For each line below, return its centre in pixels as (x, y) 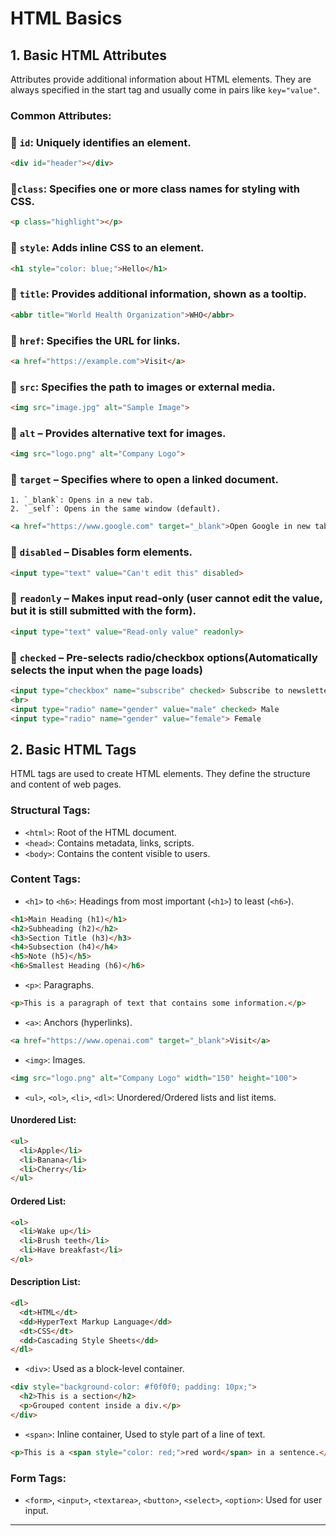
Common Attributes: (61, 115)
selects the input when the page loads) (106, 670)
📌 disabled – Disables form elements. (101, 552)
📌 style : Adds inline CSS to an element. (107, 248)
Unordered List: (43, 1120)
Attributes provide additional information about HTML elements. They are (161, 79)
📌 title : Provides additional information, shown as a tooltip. (159, 294)
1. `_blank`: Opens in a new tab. (82, 500)
